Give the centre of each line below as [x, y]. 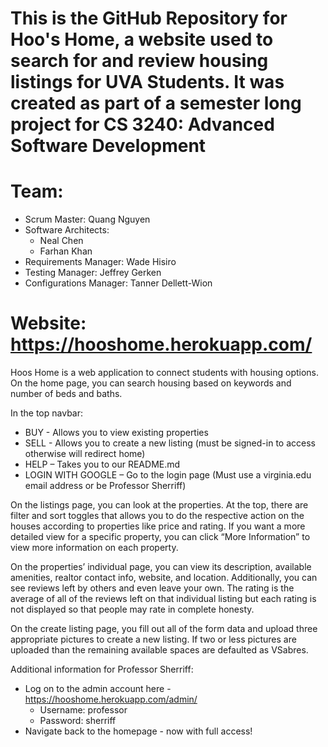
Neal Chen [61, 241]
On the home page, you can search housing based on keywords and [151, 383]
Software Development [108, 146]
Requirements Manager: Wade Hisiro [100, 262]
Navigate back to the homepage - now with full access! [138, 731]
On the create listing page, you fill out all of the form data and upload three [164, 629]
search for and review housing [139, 61]
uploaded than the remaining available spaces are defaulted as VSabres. [159, 650]
